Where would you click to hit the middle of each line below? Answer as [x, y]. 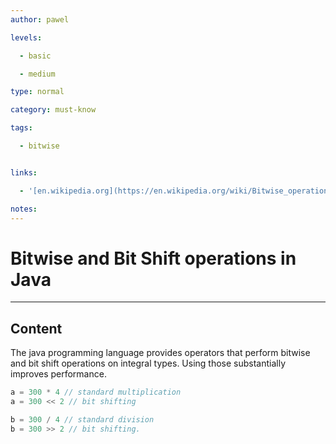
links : [24, 172]
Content [36, 328]
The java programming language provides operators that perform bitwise [160, 353]
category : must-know [53, 110]
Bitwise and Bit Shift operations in [153, 258]
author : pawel [40, 19]
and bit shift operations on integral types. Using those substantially [148, 363]
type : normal [37, 92]
